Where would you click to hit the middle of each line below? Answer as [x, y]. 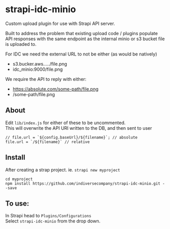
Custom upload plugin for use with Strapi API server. [60, 23]
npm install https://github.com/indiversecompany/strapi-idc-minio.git [83, 183]
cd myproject [19, 179]
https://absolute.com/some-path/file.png [55, 89]
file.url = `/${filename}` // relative [48, 142]
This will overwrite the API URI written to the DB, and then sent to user [79, 128]
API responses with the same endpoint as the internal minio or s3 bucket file [85, 39]
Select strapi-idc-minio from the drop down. [53, 221]
